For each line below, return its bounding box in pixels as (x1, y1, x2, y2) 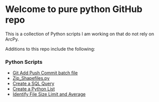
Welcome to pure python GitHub (5, 4, 142, 15)
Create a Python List (12, 86, 55, 92)
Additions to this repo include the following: (5, 46, 96, 52)
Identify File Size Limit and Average (12, 91, 86, 97)
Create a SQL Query (12, 80, 54, 86)
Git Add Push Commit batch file (12, 70, 78, 76)
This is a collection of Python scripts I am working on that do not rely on (5, 31, 154, 37)
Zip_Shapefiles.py (12, 75, 50, 81)
